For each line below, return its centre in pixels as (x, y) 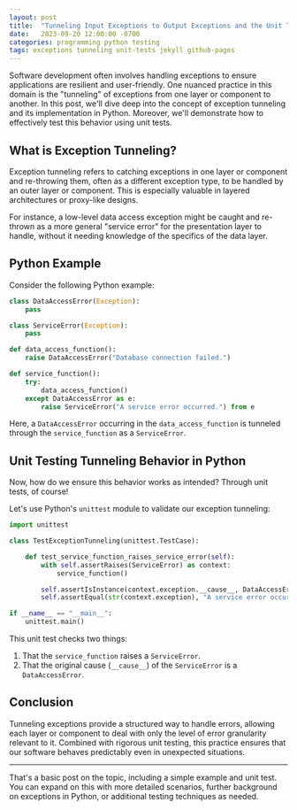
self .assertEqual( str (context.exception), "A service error (154, 598)
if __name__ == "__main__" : (61, 613)
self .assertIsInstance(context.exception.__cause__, (140, 590)
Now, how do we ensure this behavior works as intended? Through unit (139, 482)
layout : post (33, 17)
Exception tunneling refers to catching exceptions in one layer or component (148, 171)
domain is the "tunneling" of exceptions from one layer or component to (140, 95)
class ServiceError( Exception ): (69, 325)
